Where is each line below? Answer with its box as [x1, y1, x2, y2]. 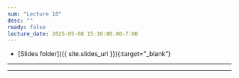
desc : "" [7, 17, 33, 24]
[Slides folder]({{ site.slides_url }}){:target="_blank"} [17, 50, 171, 58]
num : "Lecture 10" [7, 10, 62, 18]
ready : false [7, 23, 46, 30]
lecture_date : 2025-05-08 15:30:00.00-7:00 [7, 30, 139, 38]
